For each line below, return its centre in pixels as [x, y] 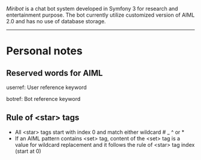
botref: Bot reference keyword [43, 99]
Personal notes [44, 51]
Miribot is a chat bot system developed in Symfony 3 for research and [92, 9]
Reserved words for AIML [54, 73]
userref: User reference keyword [46, 87]
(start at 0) [28, 151]
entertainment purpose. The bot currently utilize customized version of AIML [100, 15]
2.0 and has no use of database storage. [56, 21]
